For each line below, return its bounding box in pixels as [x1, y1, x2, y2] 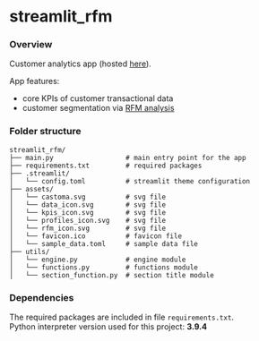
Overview [9, 38, 53, 51]
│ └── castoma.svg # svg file [9, 192, 167, 201]
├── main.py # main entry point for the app [9, 153, 246, 162]
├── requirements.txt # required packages [9, 161, 203, 170]
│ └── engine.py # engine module [9, 255, 186, 264]
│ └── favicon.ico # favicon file [9, 231, 182, 241]
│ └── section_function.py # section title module [9, 270, 215, 279]
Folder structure [9, 125, 82, 138]
